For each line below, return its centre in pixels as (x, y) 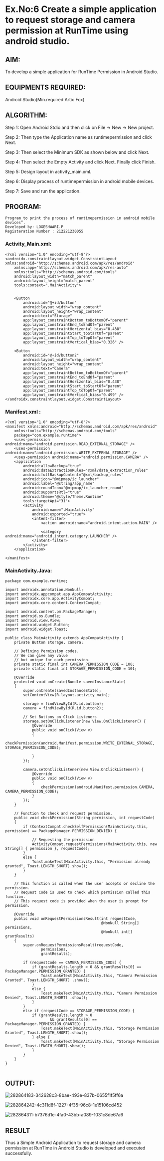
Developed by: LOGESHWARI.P (34, 227)
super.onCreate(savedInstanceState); (62, 691)
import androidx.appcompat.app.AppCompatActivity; (59, 594)
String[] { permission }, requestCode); (48, 849)
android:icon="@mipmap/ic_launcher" (61, 479)
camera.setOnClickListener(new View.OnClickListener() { (83, 770)
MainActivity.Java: (29, 570)
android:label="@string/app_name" (59, 484)
